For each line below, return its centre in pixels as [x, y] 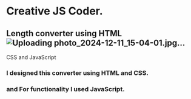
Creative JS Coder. [55, 11]
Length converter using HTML [64, 34]
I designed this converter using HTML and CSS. [77, 72]
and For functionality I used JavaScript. [66, 89]
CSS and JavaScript [31, 57]
